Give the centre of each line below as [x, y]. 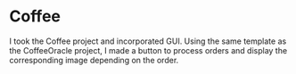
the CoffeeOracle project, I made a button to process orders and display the [148, 50]
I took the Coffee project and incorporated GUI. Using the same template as [148, 41]
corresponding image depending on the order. [94, 60]
